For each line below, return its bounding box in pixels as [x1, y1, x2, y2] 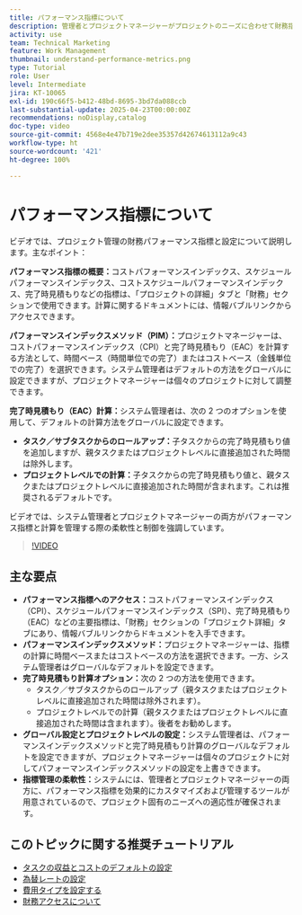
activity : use [9, 30, 63, 39]
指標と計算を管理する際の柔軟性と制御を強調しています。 [16, 522, 229, 533]
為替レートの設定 [22, 874, 86, 884]
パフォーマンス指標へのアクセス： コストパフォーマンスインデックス [22, 594, 274, 605]
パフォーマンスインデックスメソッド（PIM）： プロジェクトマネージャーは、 [9, 330, 288, 342]
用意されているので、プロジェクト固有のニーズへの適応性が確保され [22, 796, 274, 807]
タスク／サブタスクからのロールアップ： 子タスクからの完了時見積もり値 [22, 436, 290, 447]
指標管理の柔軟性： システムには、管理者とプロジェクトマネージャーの [22, 774, 282, 785]
